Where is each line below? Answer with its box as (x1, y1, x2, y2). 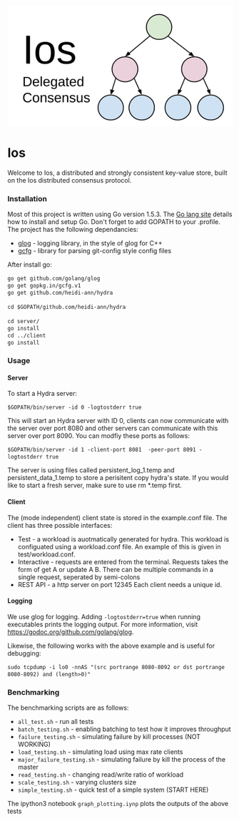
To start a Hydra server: (7, 389, 77, 398)
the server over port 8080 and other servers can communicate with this (7, 424, 218, 433)
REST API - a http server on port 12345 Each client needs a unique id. (17, 580, 223, 588)
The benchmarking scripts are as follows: (7, 703, 129, 712)
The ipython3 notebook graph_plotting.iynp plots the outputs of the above (7, 800, 229, 808)
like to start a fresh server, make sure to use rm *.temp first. (7, 481, 182, 490)
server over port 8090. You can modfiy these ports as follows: (7, 432, 190, 440)
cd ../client (7, 332, 46, 340)
